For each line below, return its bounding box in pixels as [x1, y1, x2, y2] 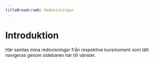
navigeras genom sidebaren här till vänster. [5, 52, 96, 58]
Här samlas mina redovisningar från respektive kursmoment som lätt [5, 47, 149, 53]
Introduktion [5, 29, 59, 41]
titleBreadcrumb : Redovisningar [5, 7, 74, 13]
